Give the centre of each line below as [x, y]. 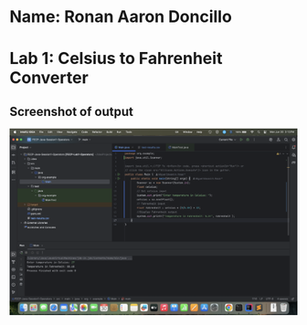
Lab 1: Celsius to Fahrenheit [116, 59]
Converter [49, 78]
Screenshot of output [72, 111]
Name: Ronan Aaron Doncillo [121, 17]
